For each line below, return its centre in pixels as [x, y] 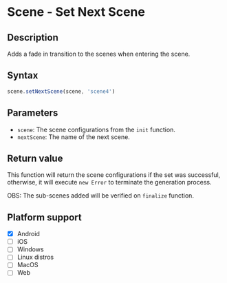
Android [28, 234]
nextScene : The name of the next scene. [74, 137]
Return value [35, 158]
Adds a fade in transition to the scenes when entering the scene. [99, 54]
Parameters [33, 113]
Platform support [44, 217]
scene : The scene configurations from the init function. [96, 129]
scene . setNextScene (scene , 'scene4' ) [61, 91]
